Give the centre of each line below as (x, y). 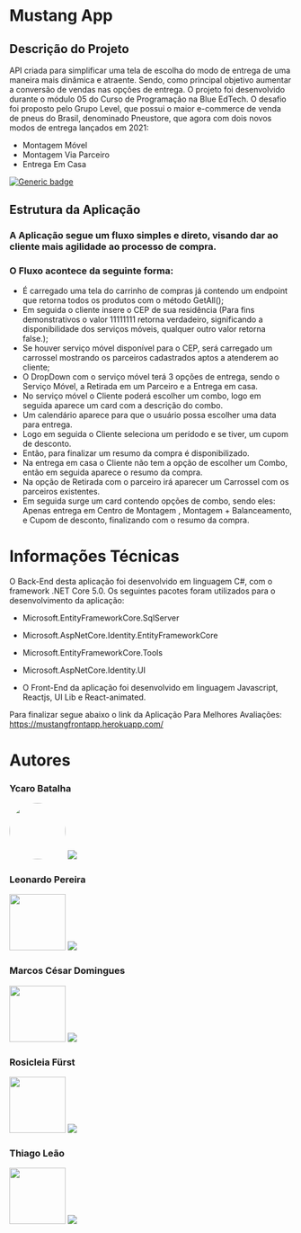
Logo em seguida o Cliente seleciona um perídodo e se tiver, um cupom (155, 433)
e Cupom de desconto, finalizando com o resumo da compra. (136, 520)
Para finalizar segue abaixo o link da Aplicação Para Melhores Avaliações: (146, 714)
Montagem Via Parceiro (66, 155)
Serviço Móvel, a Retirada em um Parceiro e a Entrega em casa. (140, 386)
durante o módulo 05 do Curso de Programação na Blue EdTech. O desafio (148, 99)
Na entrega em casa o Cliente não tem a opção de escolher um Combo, (155, 462)
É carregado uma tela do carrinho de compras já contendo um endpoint (155, 290)
